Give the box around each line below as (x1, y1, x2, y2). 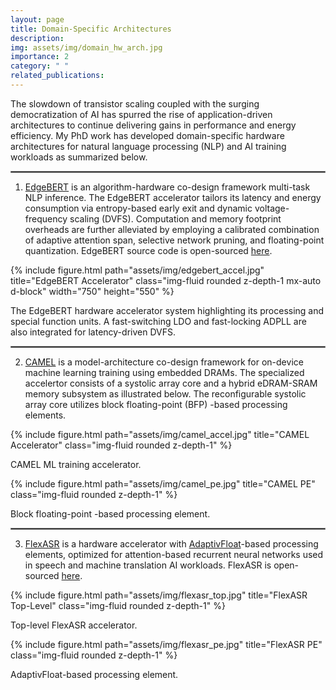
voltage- (254, 202, 290, 214)
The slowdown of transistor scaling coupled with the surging (10, 97, 260, 110)
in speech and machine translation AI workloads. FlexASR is (24, 559, 272, 571)
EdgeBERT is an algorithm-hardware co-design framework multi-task (24, 181, 311, 193)
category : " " (10, 61, 70, 71)
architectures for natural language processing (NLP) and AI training (10, 140, 287, 152)
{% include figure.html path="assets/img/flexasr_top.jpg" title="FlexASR (10, 589, 308, 601)
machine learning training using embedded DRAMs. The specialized (24, 366, 305, 378)
